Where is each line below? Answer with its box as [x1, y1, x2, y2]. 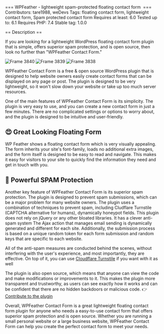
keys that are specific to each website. [5, 236, 83, 242]
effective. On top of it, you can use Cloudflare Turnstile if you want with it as [5, 255, 158, 261]
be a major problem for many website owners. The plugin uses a [5, 199, 135, 205]
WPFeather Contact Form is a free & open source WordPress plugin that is [5, 68, 154, 74]
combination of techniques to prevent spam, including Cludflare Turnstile [5, 204, 152, 210]
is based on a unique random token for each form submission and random [5, 230, 154, 236]
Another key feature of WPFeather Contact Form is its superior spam [5, 189, 143, 195]
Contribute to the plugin [5, 293, 53, 299]
